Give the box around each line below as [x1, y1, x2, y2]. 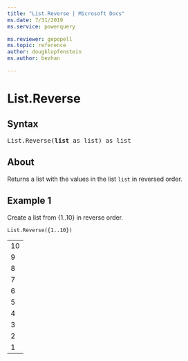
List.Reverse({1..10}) [7, 227, 73, 234]
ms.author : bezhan [7, 55, 60, 62]
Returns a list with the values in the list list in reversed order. [7, 175, 182, 183]
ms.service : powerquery [7, 23, 76, 30]
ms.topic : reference [7, 42, 67, 49]
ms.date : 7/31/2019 [7, 17, 64, 24]
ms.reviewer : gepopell [7, 35, 73, 42]
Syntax [7, 118, 39, 130]
